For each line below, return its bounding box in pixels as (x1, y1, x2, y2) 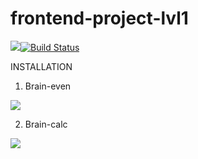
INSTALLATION (10, 60, 73, 72)
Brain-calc (24, 118, 68, 130)
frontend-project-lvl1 (10, 7, 189, 30)
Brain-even (24, 80, 72, 92)
